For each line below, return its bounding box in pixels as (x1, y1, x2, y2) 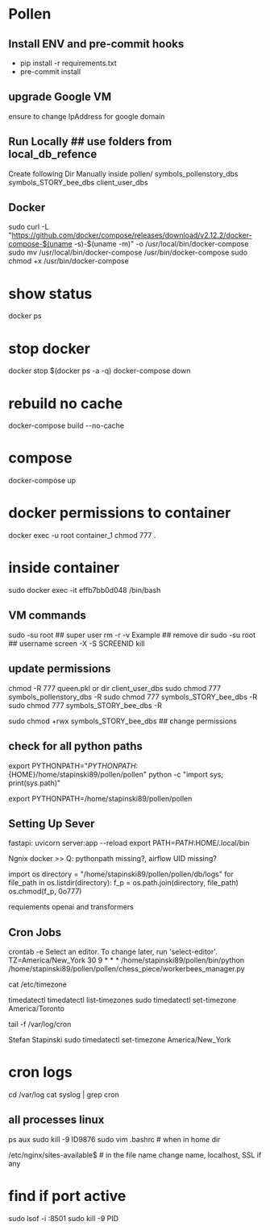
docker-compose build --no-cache (8, 420, 125, 431)
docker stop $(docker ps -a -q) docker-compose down (8, 366, 191, 375)
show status (8, 284, 93, 303)
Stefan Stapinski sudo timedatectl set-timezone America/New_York (8, 1035, 231, 1045)
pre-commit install (19, 67, 81, 77)
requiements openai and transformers (8, 902, 135, 912)
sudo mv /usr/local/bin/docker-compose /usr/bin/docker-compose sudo (8, 247, 248, 258)
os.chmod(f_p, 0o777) (8, 887, 82, 897)
